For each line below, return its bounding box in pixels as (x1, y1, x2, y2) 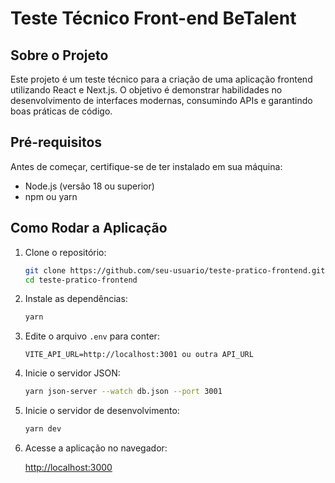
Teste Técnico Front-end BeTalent (10, 7, 297, 30)
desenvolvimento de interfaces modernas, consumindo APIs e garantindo (10, 95, 313, 106)
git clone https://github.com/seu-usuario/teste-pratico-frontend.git (24, 265, 326, 276)
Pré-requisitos (10, 134, 103, 151)
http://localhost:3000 (24, 462, 113, 473)
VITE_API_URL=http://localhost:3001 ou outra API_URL (24, 350, 254, 360)
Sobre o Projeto (10, 47, 109, 64)
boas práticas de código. (10, 105, 113, 117)
